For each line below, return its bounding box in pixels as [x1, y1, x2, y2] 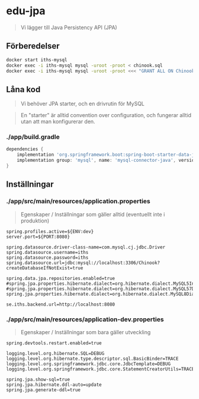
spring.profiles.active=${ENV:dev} [6, 228, 94, 234]
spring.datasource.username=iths [6, 249, 89, 255]
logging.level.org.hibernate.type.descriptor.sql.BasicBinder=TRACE [6, 356, 179, 362]
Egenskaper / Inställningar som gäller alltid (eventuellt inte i [20, 211, 165, 218]
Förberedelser [6, 41, 60, 51]
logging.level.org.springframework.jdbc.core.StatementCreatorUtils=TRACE [6, 366, 195, 372]
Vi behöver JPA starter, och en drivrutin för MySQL [20, 100, 145, 108]
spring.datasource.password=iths [6, 255, 89, 260]
